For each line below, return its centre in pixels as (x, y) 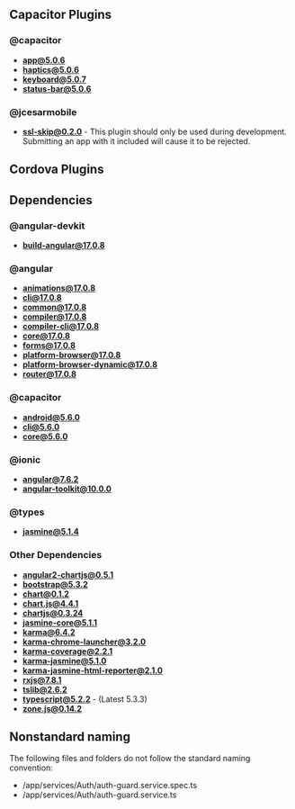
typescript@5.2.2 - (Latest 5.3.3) (85, 699)
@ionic (25, 460)
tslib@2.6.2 (45, 689)
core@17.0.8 (46, 336)
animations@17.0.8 (59, 288)
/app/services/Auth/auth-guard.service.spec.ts (110, 786)
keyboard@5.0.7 (54, 79)
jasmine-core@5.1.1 (59, 622)
